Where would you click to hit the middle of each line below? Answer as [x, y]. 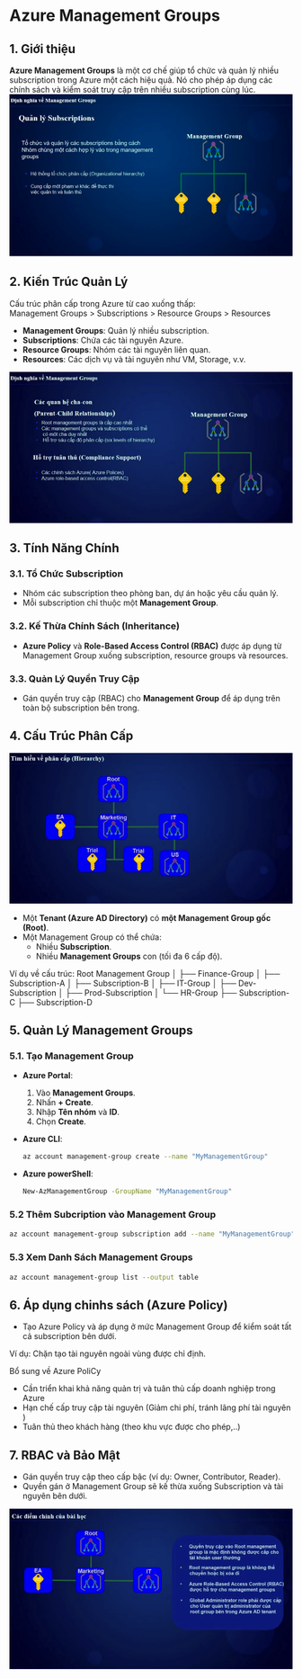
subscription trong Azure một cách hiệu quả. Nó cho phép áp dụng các [141, 80]
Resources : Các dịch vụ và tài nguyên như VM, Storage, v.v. [134, 359]
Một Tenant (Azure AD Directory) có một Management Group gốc [147, 917]
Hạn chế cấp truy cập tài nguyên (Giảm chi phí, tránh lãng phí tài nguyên [156, 1407]
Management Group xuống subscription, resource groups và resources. [155, 655]
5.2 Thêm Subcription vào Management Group [113, 1215]
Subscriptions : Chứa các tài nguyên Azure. [103, 340]
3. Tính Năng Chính [64, 548]
